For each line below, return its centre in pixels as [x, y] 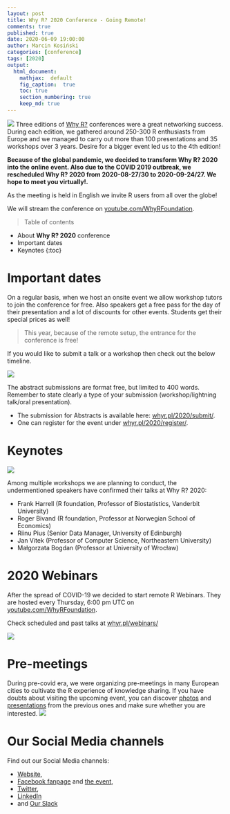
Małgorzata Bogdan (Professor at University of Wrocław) [98, 548]
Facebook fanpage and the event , [65, 781]
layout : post [26, 13]
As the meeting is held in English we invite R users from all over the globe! [112, 195]
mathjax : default [46, 78]
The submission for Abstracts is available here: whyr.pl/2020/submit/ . [116, 415]
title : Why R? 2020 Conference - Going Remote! [77, 20]
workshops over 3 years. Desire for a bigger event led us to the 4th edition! [114, 146]
